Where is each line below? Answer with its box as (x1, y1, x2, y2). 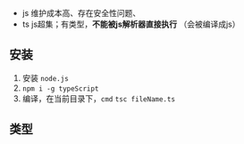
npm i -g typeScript (21, 84, 99, 93)
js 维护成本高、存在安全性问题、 (21, 8, 141, 18)
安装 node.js (21, 72, 69, 83)
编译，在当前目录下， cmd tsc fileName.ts (21, 92, 176, 104)
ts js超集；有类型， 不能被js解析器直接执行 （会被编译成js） (21, 19, 240, 29)
